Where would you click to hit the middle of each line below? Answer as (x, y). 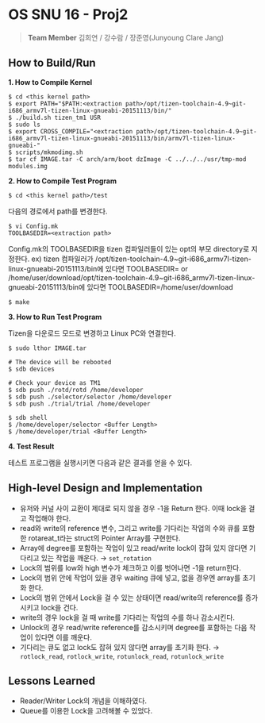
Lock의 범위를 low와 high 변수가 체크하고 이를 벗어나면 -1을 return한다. (131, 567)
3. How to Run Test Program (55, 317)
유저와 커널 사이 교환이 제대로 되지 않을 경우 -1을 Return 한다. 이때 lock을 (133, 508)
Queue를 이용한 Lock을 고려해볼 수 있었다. (86, 711)
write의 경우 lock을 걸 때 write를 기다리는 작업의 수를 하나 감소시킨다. (127, 617)
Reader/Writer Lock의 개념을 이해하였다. (83, 701)
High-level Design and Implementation (106, 488)
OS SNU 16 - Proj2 (68, 15)
